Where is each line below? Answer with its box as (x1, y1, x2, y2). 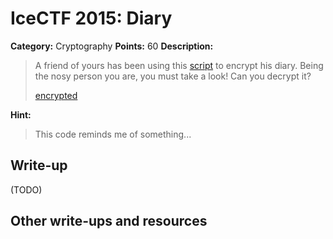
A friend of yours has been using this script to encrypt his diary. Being (34, 59, 324, 71)
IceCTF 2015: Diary (10, 7, 173, 30)
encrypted (34, 89, 78, 101)
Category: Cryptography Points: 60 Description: (10, 40, 214, 52)
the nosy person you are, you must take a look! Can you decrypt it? (34, 70, 312, 82)
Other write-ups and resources (10, 213, 208, 230)
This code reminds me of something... (34, 128, 192, 140)
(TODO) (10, 183, 43, 196)
